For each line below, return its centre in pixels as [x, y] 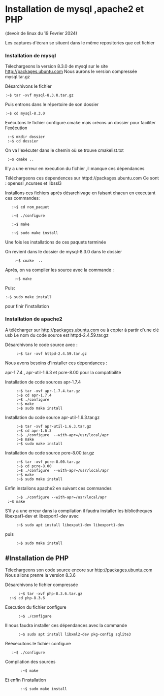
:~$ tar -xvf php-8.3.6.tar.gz [50, 594]
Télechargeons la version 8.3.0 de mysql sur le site [57, 66]
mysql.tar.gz [18, 77]
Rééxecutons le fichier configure [38, 644]
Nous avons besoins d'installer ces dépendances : [56, 363]
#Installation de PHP [37, 558]
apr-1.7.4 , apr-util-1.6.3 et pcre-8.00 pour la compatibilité [63, 372]
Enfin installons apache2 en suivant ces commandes [58, 488]
